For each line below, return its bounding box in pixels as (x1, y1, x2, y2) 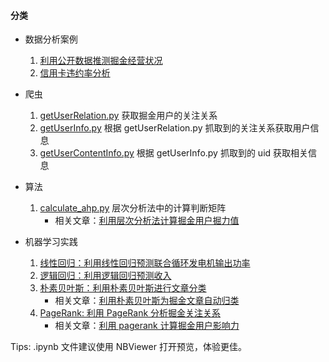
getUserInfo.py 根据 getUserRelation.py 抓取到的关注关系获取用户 (39, 122, 311, 134)
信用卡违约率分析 (39, 67, 111, 79)
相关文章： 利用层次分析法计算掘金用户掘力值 (54, 215, 240, 227)
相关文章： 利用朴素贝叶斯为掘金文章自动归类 (54, 295, 240, 307)
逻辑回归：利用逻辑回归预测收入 (39, 270, 172, 282)
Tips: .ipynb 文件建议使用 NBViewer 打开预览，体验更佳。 (10, 341, 247, 353)
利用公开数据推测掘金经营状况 (39, 55, 163, 67)
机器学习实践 (24, 236, 78, 248)
